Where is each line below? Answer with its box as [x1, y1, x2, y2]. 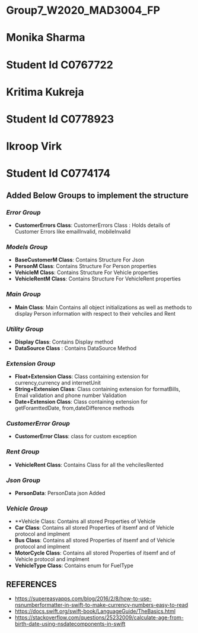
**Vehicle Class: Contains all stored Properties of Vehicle [14, 518, 156, 525]
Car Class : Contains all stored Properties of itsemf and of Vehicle [14, 524, 174, 531]
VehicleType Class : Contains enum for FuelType [14, 562, 133, 569]
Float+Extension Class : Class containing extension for [14, 373, 149, 380]
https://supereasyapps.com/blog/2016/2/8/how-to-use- [14, 595, 152, 602]
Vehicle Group [6, 505, 49, 512]
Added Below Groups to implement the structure [6, 190, 189, 200]
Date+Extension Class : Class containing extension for [14, 398, 148, 405]
